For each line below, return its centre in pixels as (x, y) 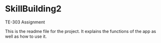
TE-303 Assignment (25, 22)
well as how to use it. (26, 36)
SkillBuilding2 (33, 9)
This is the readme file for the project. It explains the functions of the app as (80, 31)
